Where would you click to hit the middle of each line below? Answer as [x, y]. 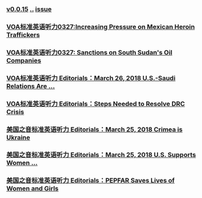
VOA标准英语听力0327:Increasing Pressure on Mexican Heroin [101, 26]
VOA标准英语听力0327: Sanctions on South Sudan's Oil [89, 52]
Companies [24, 60]
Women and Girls [33, 189]
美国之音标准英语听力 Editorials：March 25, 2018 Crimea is [95, 129]
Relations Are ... [31, 86]
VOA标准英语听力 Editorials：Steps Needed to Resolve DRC [96, 104]
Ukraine [18, 137]
